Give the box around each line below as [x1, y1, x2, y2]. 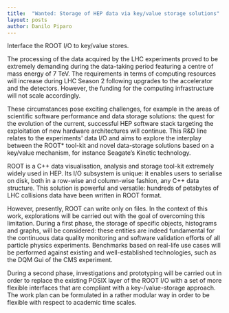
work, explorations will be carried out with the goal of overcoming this [7, 212, 205, 220]
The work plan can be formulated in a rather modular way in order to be [7, 291, 210, 299]
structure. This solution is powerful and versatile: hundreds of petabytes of [7, 184, 219, 193]
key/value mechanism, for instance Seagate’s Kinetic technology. [7, 149, 191, 157]
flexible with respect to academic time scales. [7, 299, 137, 307]
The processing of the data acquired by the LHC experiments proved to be [7, 55, 219, 63]
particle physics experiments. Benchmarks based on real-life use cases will [7, 241, 221, 250]
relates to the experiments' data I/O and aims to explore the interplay [7, 134, 201, 142]
